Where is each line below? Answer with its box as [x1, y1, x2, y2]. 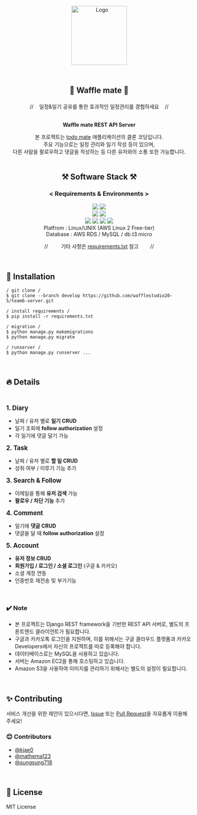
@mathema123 [14, 752, 51, 759]
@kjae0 [14, 746, 34, 753]
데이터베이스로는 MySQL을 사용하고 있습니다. [14, 650, 120, 657]
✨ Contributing [6, 694, 63, 704]
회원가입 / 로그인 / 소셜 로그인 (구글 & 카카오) [14, 562, 118, 570]
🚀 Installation [6, 271, 55, 282]
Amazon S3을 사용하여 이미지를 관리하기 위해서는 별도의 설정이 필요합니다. [14, 665, 188, 672]
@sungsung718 [14, 759, 52, 766]
